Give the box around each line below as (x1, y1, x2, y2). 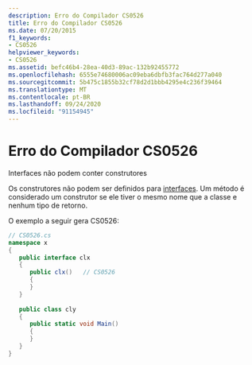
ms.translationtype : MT (8, 85, 87, 94)
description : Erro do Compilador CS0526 (8, 11, 145, 20)
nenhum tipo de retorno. (8, 200, 88, 210)
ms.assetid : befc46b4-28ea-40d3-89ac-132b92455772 (8, 64, 180, 72)
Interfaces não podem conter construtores (8, 168, 147, 177)
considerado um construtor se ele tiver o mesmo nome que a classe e (8, 192, 237, 201)
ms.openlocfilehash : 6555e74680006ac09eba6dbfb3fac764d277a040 (8, 71, 223, 79)
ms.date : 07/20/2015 (8, 26, 77, 34)
